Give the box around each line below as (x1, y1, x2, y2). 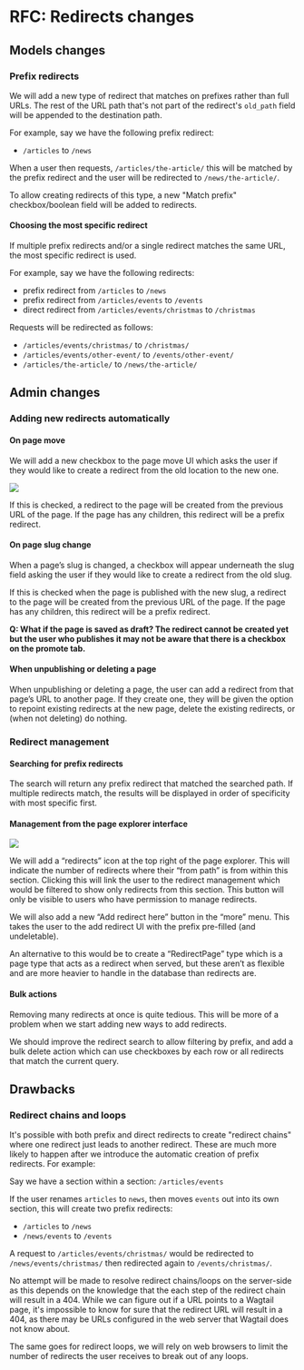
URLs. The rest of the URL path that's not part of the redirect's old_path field (9, 100, 296, 111)
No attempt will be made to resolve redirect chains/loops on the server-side (9, 1276, 292, 1286)
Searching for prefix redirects (9, 758, 124, 769)
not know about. (9, 1324, 71, 1335)
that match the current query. (9, 1055, 120, 1066)
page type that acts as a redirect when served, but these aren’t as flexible (9, 958, 285, 969)
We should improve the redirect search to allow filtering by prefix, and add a (9, 1036, 293, 1047)
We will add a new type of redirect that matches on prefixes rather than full (9, 90, 289, 101)
